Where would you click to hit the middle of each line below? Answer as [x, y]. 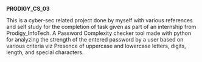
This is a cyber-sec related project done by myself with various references [99, 20]
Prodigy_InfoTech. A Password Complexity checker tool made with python [99, 33]
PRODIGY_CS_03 [28, 9]
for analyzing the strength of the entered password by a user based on [95, 39]
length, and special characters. [45, 52]
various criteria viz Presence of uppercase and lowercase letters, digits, [96, 46]
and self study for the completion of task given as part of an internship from [101, 27]
